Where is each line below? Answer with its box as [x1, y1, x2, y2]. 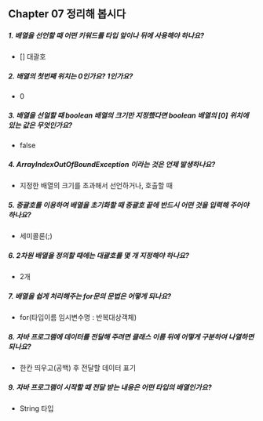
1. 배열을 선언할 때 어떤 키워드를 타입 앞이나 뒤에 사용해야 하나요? [8, 31, 205, 40]
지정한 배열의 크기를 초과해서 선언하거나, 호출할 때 [19, 181, 173, 191]
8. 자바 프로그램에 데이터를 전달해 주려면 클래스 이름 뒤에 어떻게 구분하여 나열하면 [8, 332, 254, 341]
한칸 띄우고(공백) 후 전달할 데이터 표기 [19, 363, 136, 372]
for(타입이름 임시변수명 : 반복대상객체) [19, 313, 137, 322]
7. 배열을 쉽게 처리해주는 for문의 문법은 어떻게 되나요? [8, 291, 171, 300]
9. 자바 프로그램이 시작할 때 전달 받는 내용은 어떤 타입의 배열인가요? [8, 383, 212, 392]
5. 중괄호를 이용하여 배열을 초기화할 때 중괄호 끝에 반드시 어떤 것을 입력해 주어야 [8, 200, 250, 209]
